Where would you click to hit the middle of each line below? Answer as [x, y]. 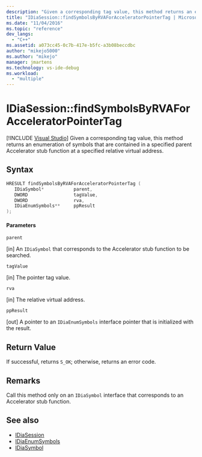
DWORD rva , [49, 200]
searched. [19, 256]
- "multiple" [28, 79]
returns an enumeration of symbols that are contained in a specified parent [99, 144]
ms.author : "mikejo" [32, 57]
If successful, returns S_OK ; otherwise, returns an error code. [81, 362]
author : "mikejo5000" [33, 51]
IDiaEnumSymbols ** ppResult [55, 206]
